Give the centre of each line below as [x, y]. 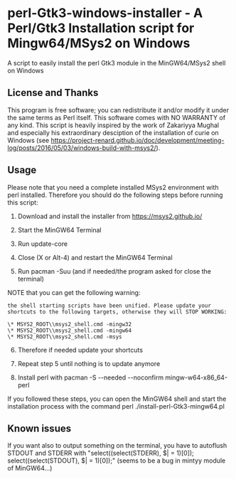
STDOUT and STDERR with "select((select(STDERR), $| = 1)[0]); [101, 453]
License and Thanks [53, 93]
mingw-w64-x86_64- [197, 377]
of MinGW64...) [30, 468]
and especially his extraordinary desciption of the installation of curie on [113, 132]
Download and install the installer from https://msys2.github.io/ [110, 216]
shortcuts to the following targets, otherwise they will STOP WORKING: [117, 312]
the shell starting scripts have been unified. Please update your [109, 306]
